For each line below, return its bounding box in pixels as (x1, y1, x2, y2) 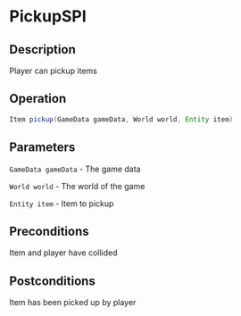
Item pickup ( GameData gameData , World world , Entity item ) (9, 114, 234, 124)
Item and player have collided (9, 247, 118, 258)
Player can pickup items (9, 65, 98, 76)
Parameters (9, 140, 76, 155)
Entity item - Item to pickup (9, 198, 114, 209)
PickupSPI (9, 6, 87, 27)
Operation (9, 91, 67, 106)
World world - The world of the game (9, 180, 145, 191)
